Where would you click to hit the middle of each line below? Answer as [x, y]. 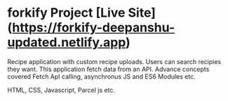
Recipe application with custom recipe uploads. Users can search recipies [114, 61]
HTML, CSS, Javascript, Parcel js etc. [61, 90]
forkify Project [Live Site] [82, 13]
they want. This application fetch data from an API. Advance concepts [108, 69]
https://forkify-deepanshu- [94, 28]
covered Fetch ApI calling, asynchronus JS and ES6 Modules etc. [101, 76]
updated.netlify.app [67, 42]
